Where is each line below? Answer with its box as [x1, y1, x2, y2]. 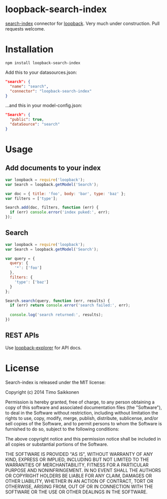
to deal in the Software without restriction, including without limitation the [5, 410, 158, 416]
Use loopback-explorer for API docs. [5, 345, 82, 351]
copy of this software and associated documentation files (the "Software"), [5, 404, 162, 410]
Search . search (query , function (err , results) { [5, 298, 110, 303]
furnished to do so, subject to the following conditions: [5, 426, 119, 432]
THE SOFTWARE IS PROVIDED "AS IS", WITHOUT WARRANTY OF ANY [5, 451, 153, 457]
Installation [5, 44, 54, 55]
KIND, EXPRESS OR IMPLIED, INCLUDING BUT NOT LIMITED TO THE [5, 456, 149, 462]
